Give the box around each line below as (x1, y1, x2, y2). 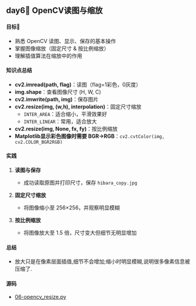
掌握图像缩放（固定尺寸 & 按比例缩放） (14, 45, 109, 52)
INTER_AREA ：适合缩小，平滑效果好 (23, 110, 107, 117)
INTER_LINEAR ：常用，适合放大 (23, 117, 97, 125)
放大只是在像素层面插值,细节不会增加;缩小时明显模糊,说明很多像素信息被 (14, 258, 191, 265)
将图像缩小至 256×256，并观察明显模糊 (23, 204, 120, 211)
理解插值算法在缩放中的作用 (14, 52, 83, 59)
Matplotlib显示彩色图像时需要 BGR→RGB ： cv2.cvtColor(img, (14, 132, 165, 140)
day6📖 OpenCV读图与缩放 (6, 5, 103, 16)
